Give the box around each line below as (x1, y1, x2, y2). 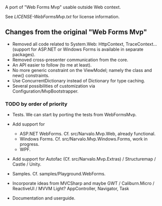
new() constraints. (12, 72, 49, 78)
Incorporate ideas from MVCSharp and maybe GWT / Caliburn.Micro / (12, 180, 155, 186)
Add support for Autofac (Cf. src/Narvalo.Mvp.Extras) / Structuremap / (12, 156, 156, 162)
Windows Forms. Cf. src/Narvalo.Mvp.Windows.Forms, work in (19, 136, 148, 142)
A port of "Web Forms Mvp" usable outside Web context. (5, 4, 121, 10)
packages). (12, 51, 36, 57)
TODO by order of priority (5, 101, 68, 107)
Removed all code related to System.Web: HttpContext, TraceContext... (12, 41, 157, 47)
